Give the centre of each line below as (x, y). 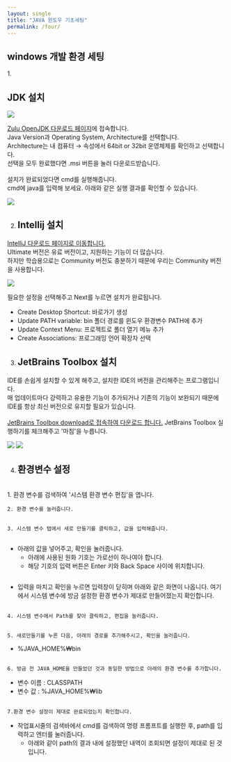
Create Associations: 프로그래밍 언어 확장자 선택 (84, 338)
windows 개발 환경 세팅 (56, 56)
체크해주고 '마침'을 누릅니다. (69, 431)
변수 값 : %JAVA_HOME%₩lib (60, 691)
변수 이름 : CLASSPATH (50, 683)
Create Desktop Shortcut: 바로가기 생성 (72, 312)
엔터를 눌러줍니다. (60, 734)
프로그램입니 (202, 380)
